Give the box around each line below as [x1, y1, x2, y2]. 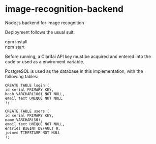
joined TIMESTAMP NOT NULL [5, 130, 61, 135]
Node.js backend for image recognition [5, 20, 85, 26]
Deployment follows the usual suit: [5, 29, 75, 35]
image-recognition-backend [5, 3, 124, 15]
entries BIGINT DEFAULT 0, [5, 126, 61, 131]
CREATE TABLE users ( [5, 109, 50, 114]
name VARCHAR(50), [5, 117, 43, 122]
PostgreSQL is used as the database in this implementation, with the [5, 68, 144, 74]
